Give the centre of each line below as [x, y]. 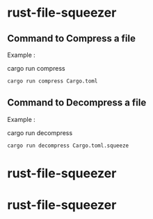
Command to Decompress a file [77, 103]
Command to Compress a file [72, 38]
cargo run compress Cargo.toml [53, 81]
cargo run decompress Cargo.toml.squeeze [68, 146]
